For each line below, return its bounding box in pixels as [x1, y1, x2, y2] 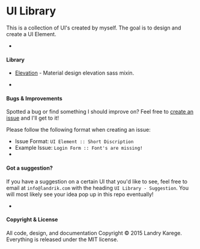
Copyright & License [6, 216, 58, 223]
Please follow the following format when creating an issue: [6, 126, 151, 134]
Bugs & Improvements [6, 94, 63, 102]
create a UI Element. [6, 30, 56, 37]
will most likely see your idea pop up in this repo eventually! [6, 191, 154, 198]
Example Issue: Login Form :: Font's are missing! [14, 144, 143, 152]
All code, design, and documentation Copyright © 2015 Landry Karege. [6, 229, 182, 236]
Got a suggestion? [6, 164, 53, 171]
